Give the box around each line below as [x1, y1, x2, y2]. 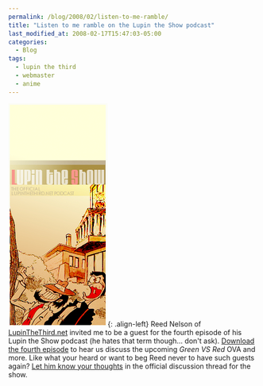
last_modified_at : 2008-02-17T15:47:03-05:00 [8, 29, 161, 37]
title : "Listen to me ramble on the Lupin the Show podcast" [8, 21, 215, 29]
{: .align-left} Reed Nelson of [107, 318, 201, 329]
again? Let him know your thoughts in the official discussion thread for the [8, 361, 251, 371]
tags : [8, 55, 26, 63]
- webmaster [15, 71, 56, 79]
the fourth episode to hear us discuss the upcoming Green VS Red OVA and [8, 344, 256, 353]
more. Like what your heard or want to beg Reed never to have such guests [8, 353, 255, 362]
